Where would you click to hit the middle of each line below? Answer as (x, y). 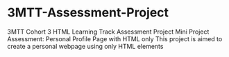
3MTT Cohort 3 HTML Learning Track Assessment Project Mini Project (108, 32)
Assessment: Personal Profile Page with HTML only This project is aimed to (115, 38)
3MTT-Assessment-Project (88, 13)
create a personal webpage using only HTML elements (85, 46)
